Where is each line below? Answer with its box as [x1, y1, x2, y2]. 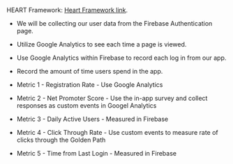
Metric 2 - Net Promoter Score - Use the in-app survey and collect [16, 94, 208, 102]
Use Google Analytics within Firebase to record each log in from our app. [16, 54, 227, 62]
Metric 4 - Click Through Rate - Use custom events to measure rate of [16, 129, 219, 136]
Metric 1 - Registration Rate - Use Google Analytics [16, 81, 163, 89]
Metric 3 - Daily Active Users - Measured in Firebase [16, 115, 169, 123]
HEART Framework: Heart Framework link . [6, 6, 128, 14]
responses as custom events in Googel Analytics [16, 101, 157, 110]
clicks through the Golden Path [16, 136, 106, 144]
